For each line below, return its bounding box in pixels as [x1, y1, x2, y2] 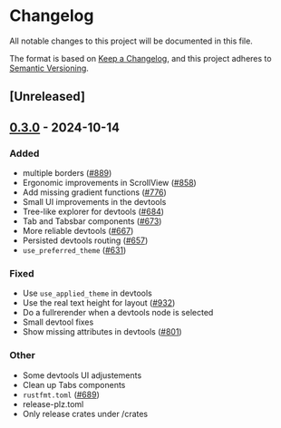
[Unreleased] [9, 89, 86, 104]
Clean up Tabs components [22, 379, 126, 390]
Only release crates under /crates [22, 408, 149, 419]
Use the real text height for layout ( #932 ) [22, 297, 176, 308]
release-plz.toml [22, 398, 84, 409]
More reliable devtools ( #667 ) [22, 226, 134, 237]
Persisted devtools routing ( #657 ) [22, 235, 149, 246]
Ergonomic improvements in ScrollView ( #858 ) [22, 178, 197, 189]
